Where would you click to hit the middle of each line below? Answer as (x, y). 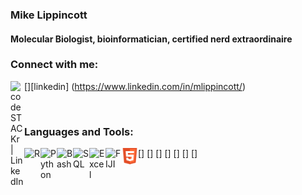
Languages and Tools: (79, 131)
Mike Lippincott (49, 15)
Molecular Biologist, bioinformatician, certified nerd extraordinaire (151, 39)
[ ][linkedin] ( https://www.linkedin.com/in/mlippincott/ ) (135, 86)
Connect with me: (54, 65)
